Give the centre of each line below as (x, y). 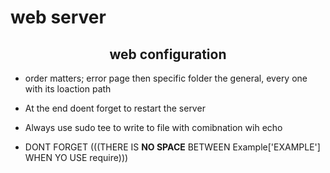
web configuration (168, 54)
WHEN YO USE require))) (76, 157)
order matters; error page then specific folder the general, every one (166, 78)
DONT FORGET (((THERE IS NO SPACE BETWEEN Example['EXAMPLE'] (172, 147)
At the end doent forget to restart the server (115, 108)
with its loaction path (68, 89)
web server (58, 17)
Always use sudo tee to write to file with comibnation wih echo (153, 127)
